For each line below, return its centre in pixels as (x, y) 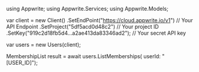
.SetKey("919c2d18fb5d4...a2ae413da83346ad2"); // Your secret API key (96, 33)
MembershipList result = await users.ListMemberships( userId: (83, 56)
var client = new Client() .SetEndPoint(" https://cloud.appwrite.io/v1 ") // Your (99, 20)
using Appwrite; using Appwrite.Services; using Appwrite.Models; (88, 9)
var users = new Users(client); (43, 45)
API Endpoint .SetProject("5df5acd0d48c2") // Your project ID (82, 27)
